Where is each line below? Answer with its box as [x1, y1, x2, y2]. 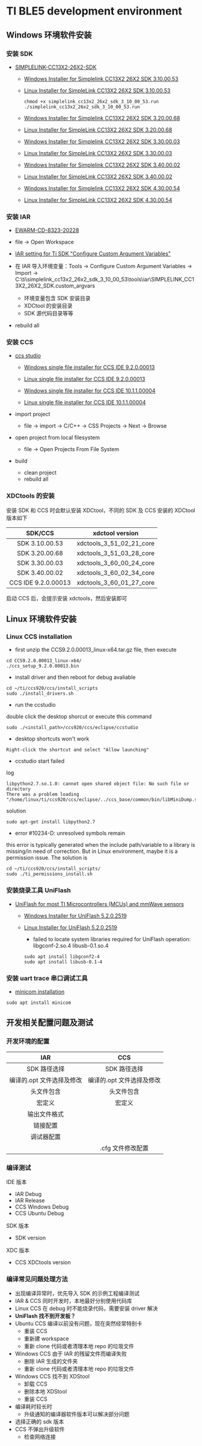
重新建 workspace [23, 1335, 69, 1342]
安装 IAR [6, 213, 31, 221]
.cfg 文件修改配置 [100, 1143, 149, 1152]
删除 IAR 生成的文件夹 [23, 1358, 78, 1365]
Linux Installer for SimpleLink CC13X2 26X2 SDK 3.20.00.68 [23, 126, 173, 133]
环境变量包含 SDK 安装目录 [23, 295, 91, 302]
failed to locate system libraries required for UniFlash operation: [32, 935, 191, 943]
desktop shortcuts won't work [14, 735, 90, 742]
